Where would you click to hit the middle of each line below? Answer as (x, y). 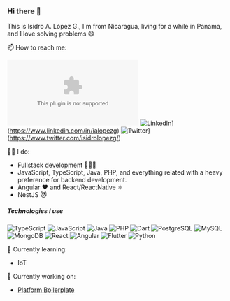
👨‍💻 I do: (19, 152)
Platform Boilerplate (46, 290)
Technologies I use (35, 211)
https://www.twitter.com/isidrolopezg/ (64, 138)
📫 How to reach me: (37, 47)
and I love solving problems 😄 (51, 34)
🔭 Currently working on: (42, 277)
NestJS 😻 (32, 195)
